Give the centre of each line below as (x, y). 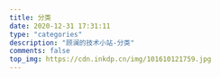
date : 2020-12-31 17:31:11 (60, 26)
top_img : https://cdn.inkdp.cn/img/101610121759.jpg (110, 59)
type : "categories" (46, 34)
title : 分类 (30, 17)
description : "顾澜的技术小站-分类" (72, 43)
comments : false (40, 51)
